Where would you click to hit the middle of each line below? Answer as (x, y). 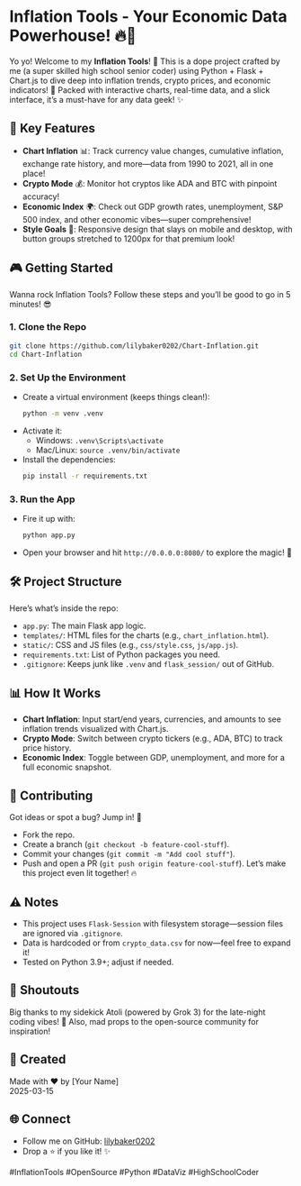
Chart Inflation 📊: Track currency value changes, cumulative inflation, (153, 151)
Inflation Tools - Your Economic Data (148, 17)
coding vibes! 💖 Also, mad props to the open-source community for (134, 1021)
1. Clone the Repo (48, 327)
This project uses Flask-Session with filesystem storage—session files (153, 924)
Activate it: (42, 431)
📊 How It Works (55, 693)
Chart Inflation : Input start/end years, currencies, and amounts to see (151, 719)
